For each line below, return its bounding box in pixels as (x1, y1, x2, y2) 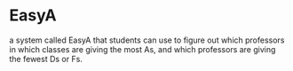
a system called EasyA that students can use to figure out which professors (9, 35, 285, 45)
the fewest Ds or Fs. (9, 53, 83, 64)
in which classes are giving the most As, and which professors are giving (9, 43, 276, 54)
